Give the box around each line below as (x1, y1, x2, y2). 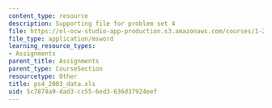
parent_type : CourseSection (8, 65, 104, 73)
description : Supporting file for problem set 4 (8, 19, 176, 28)
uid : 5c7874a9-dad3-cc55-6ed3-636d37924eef (8, 87, 158, 96)
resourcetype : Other (8, 72, 79, 80)
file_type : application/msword (8, 34, 114, 43)
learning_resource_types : (8, 42, 96, 50)
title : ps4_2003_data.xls (8, 80, 96, 88)
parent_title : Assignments (8, 58, 100, 66)
